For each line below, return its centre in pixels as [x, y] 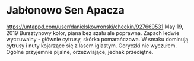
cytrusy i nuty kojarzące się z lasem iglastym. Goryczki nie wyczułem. [91, 46]
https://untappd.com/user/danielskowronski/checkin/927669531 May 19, [95, 27]
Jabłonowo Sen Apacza [65, 10]
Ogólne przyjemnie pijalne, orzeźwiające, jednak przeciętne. [80, 52]
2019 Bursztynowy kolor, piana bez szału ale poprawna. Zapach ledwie [93, 33]
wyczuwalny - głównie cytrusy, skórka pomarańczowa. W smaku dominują [97, 39]
